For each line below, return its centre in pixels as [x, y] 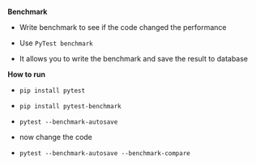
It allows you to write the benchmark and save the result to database [134, 59]
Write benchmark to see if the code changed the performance [123, 27]
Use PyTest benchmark [56, 43]
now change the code [55, 137]
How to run [27, 74]
